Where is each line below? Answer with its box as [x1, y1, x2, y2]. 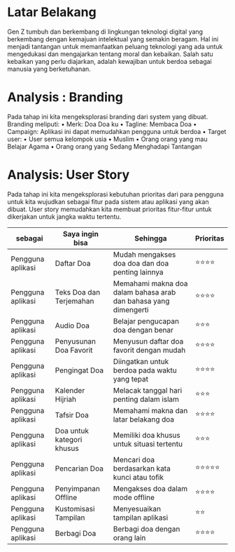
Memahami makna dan [113, 405, 188, 415]
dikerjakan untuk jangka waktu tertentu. [7, 212, 122, 221]
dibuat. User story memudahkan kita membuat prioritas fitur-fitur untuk [7, 205, 212, 213]
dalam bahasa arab [113, 287, 176, 297]
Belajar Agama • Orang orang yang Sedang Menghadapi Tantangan [7, 142, 202, 151]
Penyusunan [55, 336, 97, 346]
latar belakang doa [113, 415, 175, 424]
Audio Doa [55, 321, 90, 330]
